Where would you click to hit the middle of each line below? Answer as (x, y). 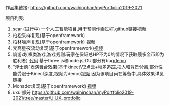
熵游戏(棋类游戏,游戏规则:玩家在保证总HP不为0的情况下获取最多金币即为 (88, 54)
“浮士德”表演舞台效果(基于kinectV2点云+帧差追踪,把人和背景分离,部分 (86, 67)
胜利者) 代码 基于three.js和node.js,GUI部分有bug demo (69, 61)
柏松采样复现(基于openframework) (49, 35)
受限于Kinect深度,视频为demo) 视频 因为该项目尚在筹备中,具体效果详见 (91, 73)
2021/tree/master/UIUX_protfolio (47, 98)
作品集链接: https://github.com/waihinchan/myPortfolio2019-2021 (74, 7)
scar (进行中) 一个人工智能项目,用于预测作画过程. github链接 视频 (79, 29)
